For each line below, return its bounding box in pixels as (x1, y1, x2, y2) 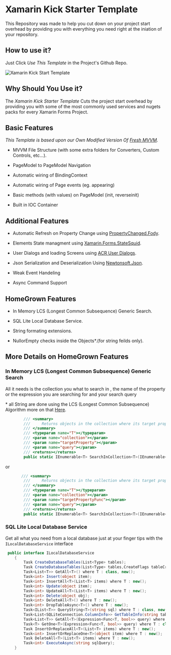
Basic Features (5, 124, 53, 132)
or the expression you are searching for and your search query (5, 391, 137, 397)
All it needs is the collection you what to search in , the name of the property (5, 385, 165, 392)
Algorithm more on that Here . (5, 406, 67, 413)
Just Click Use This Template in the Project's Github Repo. (5, 60, 128, 66)
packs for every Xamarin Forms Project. (5, 109, 89, 115)
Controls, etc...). (12, 152, 47, 159)
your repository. (5, 31, 39, 37)
